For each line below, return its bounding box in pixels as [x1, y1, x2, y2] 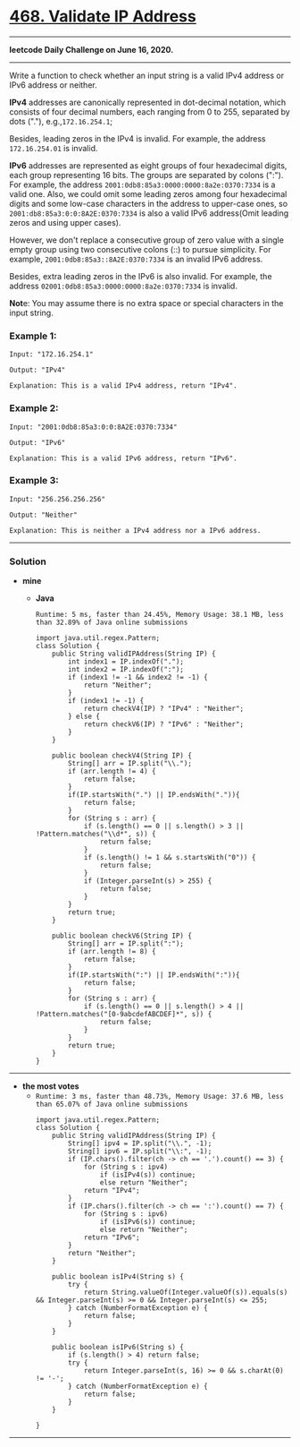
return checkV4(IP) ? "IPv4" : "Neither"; [83, 705, 244, 714]
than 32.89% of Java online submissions [35, 618, 188, 628]
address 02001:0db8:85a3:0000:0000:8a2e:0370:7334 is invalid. [9, 280, 238, 291]
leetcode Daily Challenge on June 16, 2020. [9, 44, 174, 55]
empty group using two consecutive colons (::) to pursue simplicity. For [9, 244, 271, 254]
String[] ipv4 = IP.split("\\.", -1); [67, 1139, 212, 1148]
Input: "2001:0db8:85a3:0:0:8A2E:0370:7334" [9, 423, 178, 432]
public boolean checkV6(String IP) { [52, 931, 192, 941]
